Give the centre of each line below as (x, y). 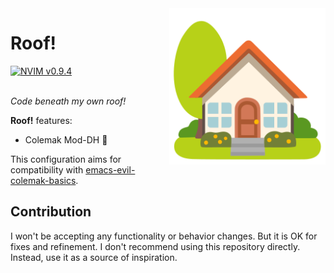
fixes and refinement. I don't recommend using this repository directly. (155, 246)
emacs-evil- (110, 169)
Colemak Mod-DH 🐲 (66, 139)
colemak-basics (43, 180)
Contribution (51, 212)
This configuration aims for (66, 159)
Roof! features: (41, 120)
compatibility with (47, 169)
